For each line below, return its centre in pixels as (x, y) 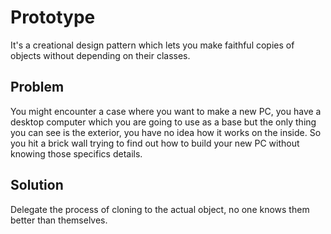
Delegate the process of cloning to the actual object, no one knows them (160, 209)
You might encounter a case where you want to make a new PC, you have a (166, 111)
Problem (37, 87)
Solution (37, 185)
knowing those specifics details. (76, 153)
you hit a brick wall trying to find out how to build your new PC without (155, 143)
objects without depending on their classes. (100, 55)
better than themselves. (59, 220)
